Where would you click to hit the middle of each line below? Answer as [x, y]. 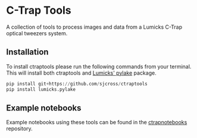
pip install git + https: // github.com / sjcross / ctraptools [77, 84]
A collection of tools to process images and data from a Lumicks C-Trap [94, 27]
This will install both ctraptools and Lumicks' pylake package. [81, 73]
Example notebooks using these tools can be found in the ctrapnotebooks [97, 122]
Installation [27, 52]
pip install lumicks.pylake [41, 89]
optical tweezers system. [37, 33]
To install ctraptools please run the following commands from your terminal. [99, 66]
